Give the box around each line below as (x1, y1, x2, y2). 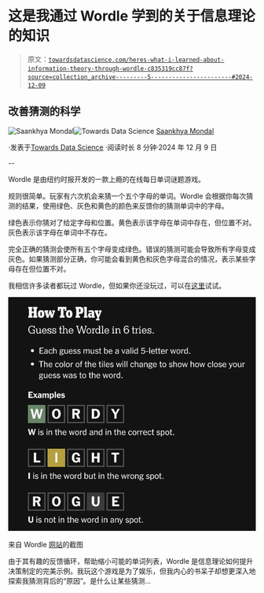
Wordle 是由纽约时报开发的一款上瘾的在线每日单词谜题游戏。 (8, 174, 206, 183)
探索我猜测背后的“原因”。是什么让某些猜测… (8, 576, 152, 585)
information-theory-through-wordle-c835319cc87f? (27, 65, 194, 72)
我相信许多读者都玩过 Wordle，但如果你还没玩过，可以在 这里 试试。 (8, 280, 226, 290)
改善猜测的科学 (8, 105, 81, 118)
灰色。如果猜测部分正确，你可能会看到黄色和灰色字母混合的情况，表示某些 (8, 254, 249, 264)
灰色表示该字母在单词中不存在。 (8, 228, 112, 237)
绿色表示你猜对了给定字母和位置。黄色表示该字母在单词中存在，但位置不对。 (8, 217, 256, 227)
